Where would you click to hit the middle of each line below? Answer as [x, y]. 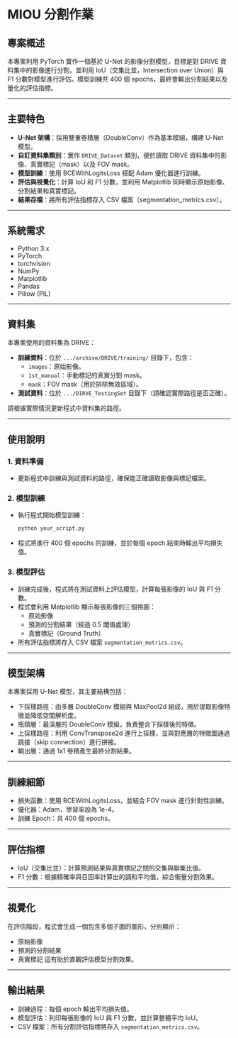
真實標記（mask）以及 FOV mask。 [82, 164]
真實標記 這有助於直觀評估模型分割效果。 [78, 959]
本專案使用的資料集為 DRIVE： [51, 343]
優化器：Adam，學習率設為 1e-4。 [68, 810]
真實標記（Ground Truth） [66, 633]
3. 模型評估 [26, 572]
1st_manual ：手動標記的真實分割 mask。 [87, 375]
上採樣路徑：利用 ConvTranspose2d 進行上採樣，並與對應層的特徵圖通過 [124, 733]
